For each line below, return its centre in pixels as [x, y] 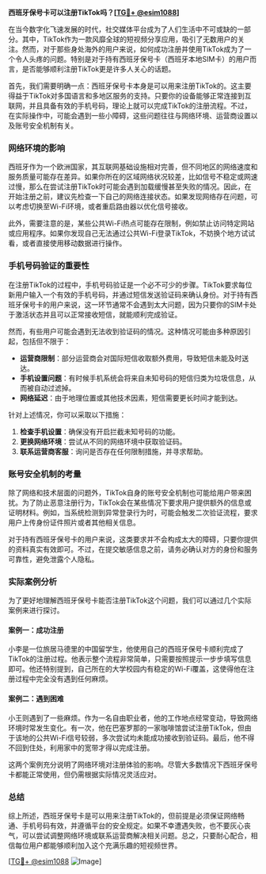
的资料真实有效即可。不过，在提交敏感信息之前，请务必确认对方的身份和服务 [133, 549]
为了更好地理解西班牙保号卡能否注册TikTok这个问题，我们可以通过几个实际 [130, 601]
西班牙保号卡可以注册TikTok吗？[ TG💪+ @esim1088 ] [94, 12]
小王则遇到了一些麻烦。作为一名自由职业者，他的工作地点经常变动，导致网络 [133, 718]
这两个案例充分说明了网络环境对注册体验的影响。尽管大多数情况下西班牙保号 [133, 764]
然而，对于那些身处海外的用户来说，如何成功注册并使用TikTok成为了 [133, 49]
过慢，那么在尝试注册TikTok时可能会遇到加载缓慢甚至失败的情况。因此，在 [130, 187]
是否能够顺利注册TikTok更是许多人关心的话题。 [99, 69]
